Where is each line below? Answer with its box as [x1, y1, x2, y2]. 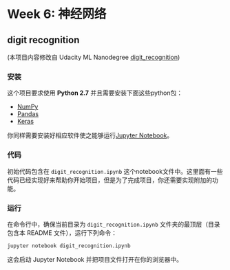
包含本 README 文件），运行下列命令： [7, 228, 118, 237]
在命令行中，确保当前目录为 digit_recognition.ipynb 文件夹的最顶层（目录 [7, 220, 220, 228]
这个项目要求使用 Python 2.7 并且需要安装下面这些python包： [7, 89, 183, 97]
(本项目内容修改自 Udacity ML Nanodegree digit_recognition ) [7, 53, 180, 61]
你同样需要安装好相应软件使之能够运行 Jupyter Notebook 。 [7, 131, 174, 139]
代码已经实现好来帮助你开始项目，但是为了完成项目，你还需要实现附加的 [7, 176, 212, 184]
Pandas [17, 110, 39, 118]
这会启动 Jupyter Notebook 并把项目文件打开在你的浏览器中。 [7, 255, 182, 263]
